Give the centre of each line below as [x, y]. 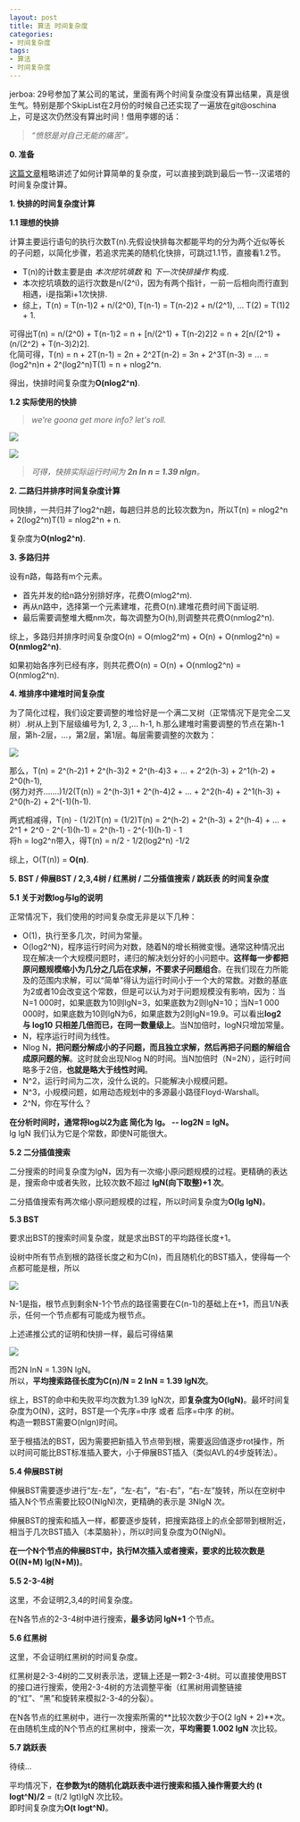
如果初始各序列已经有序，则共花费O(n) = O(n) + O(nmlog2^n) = [125, 665]
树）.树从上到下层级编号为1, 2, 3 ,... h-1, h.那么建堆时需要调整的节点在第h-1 [146, 723]
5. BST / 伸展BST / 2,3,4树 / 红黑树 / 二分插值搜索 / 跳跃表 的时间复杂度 [139, 878]
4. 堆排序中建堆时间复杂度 [57, 693]
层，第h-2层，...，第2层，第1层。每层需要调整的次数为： [113, 735]
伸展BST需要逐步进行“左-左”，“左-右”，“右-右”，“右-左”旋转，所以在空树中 [147, 1490]
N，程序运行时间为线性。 [68, 1036]
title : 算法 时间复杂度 [49, 26]
